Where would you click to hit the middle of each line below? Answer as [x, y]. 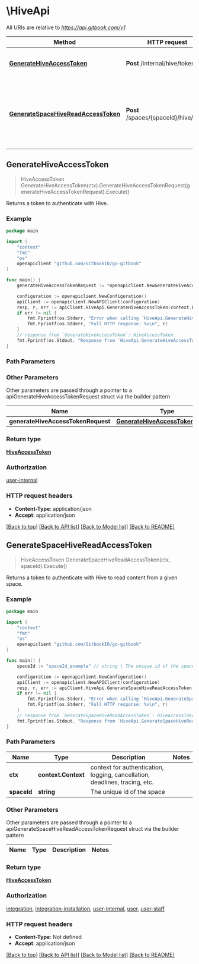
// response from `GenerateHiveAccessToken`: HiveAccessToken [95, 335]
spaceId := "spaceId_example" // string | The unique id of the [98, 666]
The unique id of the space [128, 792]
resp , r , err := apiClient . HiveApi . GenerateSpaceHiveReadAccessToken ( [106, 688]
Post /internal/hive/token [161, 63]
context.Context [61, 774]
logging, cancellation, [120, 774]
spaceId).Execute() [44, 566]
